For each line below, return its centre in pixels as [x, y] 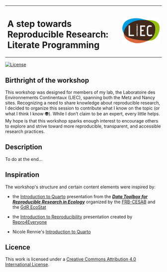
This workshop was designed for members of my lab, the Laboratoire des [80, 92]
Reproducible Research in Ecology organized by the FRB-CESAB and [84, 202]
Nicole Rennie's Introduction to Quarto [51, 232]
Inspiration [22, 175]
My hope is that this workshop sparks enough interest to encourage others [82, 121]
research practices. [25, 132]
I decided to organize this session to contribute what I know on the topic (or [83, 108]
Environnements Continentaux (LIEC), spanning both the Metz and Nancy [80, 97]
